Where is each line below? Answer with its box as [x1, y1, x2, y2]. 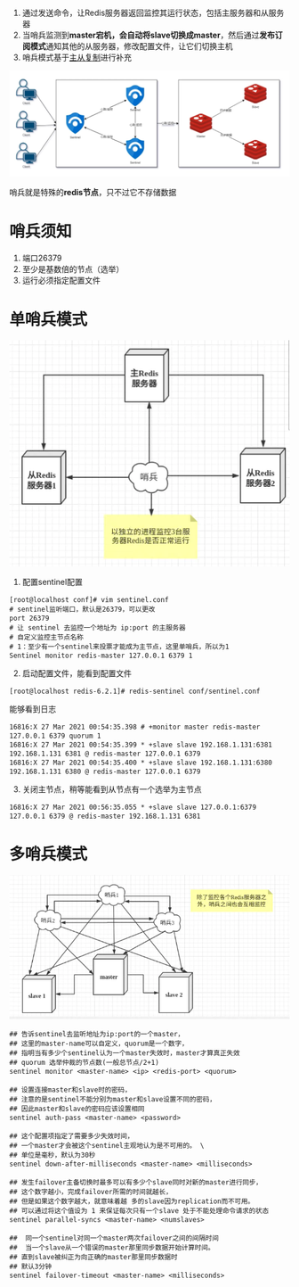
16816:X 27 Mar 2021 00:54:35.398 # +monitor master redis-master [9, 722, 261, 732]
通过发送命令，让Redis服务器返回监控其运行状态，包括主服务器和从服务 [21, 7, 285, 19]
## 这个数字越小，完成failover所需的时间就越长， [9, 1188, 173, 1197]
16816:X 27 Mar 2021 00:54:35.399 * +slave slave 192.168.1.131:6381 [9, 740, 273, 750]
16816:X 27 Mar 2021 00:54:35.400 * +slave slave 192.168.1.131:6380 [9, 758, 273, 768]
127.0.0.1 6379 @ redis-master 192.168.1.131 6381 [9, 812, 201, 821]
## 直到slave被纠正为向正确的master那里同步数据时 [9, 1253, 178, 1262]
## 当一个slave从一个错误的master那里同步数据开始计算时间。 [9, 1243, 215, 1252]
